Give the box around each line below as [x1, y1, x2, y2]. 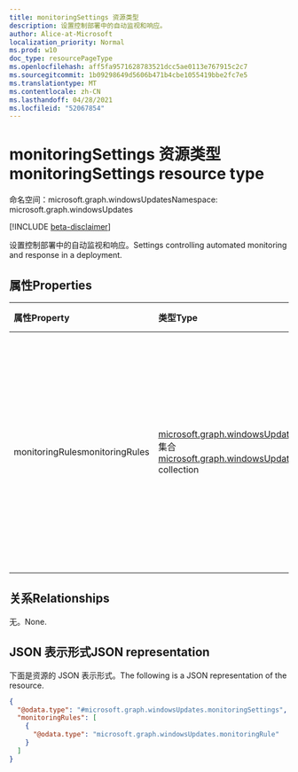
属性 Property [13, 312, 70, 324]
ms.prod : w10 [9, 46, 58, 55]
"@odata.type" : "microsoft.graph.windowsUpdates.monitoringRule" [32, 730, 279, 739]
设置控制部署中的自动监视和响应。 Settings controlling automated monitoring [9, 240, 287, 251]
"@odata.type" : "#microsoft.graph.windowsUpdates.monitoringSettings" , [17, 706, 288, 714]
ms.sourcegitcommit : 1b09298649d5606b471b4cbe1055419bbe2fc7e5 [9, 71, 248, 80]
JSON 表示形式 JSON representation [9, 644, 210, 660]
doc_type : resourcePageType [9, 54, 114, 63]
